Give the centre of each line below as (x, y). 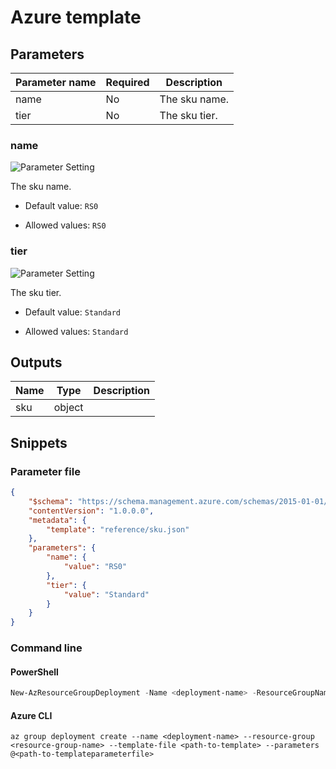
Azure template (76, 17)
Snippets (39, 442)
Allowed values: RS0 (65, 225)
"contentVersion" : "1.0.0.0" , (91, 511)
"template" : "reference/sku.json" (118, 529)
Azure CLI (31, 715)
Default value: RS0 (61, 206)
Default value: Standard (73, 312)
